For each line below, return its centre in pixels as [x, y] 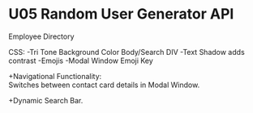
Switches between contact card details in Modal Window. [104, 85]
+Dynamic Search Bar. [46, 100]
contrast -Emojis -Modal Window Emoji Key [81, 61]
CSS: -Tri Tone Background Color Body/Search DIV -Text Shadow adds [126, 52]
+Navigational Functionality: [55, 76]
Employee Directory [41, 36]
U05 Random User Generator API [121, 14]
